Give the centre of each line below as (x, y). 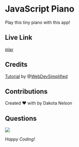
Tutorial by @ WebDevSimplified (36, 76)
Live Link (19, 38)
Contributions (26, 91)
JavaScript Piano (40, 9)
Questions (21, 118)
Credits (16, 65)
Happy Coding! (20, 139)
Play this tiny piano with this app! (38, 22)
